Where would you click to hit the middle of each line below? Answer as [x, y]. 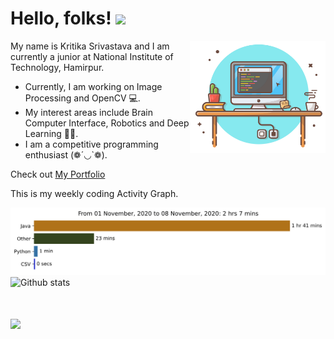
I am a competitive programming [91, 144]
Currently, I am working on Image [93, 86]
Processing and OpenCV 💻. [82, 98]
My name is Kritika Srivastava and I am [90, 46]
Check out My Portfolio [58, 174]
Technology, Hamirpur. [57, 67]
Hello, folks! [61, 18]
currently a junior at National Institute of [92, 56]
